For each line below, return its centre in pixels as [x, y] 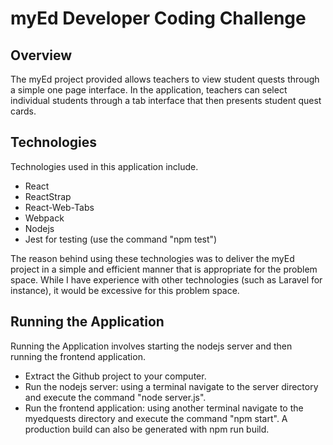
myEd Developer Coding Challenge [158, 18]
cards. [23, 111]
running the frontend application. [78, 356]
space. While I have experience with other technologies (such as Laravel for [166, 279]
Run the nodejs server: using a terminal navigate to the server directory [171, 386]
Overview [41, 55]
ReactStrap [48, 196]
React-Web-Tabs [59, 207]
